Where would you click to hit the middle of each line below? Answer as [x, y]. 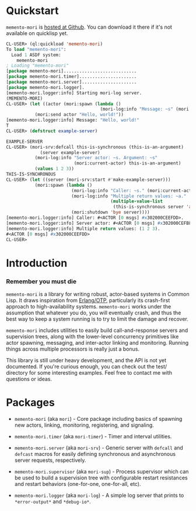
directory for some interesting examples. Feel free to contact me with [89, 372]
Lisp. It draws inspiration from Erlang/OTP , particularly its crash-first [88, 300]
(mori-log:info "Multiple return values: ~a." [129, 196]
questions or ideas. [29, 379]
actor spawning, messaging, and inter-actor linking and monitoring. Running [97, 342]
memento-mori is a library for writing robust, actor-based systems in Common [98, 294]
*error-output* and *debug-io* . [53, 501]
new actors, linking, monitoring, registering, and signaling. [84, 425]
